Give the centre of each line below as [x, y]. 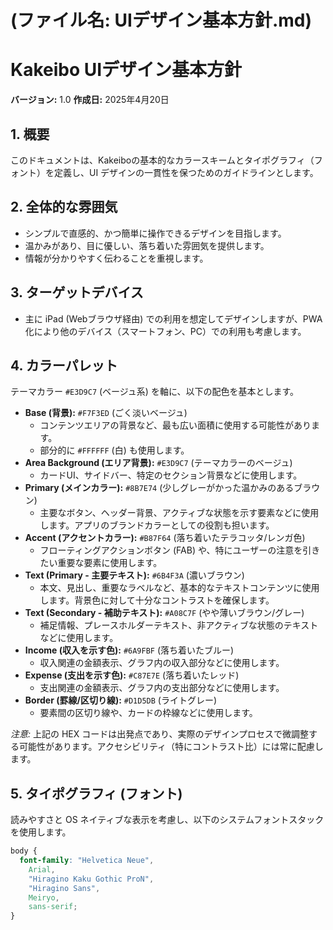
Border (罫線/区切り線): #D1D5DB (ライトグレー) [121, 700]
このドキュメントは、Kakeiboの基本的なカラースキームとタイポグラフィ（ [162, 160]
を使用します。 [41, 832]
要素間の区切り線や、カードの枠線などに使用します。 [148, 713]
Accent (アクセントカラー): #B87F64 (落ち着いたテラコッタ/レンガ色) [165, 538]
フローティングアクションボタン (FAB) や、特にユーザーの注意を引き [180, 550]
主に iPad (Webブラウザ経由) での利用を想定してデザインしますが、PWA [173, 318]
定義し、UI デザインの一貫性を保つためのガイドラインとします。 [186, 172]
